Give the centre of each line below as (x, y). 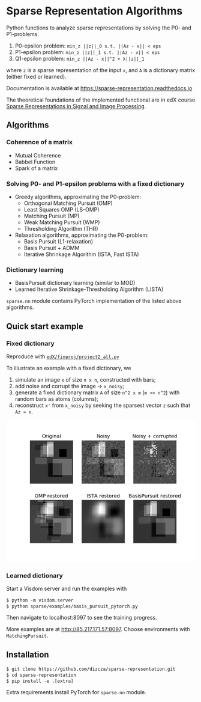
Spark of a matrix (36, 168)
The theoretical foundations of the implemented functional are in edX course (101, 100)
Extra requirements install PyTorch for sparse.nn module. (76, 692)
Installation (28, 654)
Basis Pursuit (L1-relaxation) (58, 241)
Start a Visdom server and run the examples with (67, 589)
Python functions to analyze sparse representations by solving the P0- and (99, 28)
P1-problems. (22, 34)
